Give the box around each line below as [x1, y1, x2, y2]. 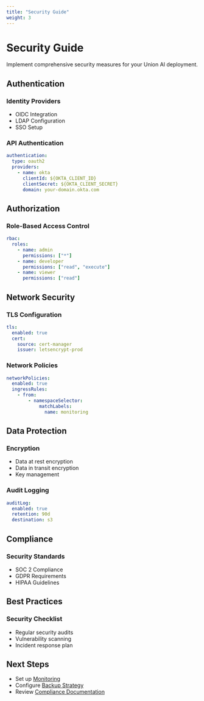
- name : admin [17, 247, 53, 253]
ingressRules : [12, 386, 47, 393]
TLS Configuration [6, 310, 62, 319]
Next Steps [6, 659, 49, 669]
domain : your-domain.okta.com [22, 186, 99, 192]
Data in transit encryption [15, 464, 79, 472]
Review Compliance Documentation [15, 688, 105, 696]
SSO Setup [15, 124, 43, 131]
